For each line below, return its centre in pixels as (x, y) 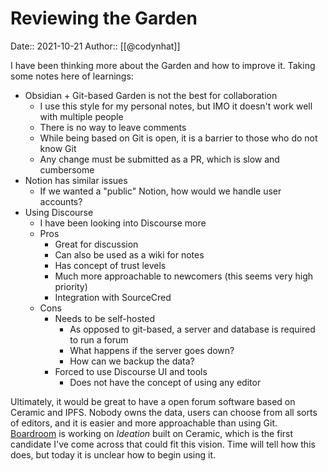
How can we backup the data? (132, 361)
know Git (58, 148)
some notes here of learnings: (72, 76)
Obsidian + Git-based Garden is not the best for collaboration (151, 95)
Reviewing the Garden (104, 18)
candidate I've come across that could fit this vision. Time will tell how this (163, 444)
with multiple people (81, 116)
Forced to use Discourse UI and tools (131, 371)
